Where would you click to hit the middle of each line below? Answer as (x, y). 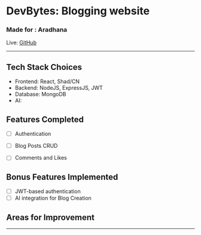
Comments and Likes (41, 158)
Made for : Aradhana (37, 30)
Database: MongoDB (40, 94)
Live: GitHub (22, 42)
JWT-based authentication (48, 191)
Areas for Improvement (50, 217)
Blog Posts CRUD (36, 146)
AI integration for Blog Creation (53, 198)
